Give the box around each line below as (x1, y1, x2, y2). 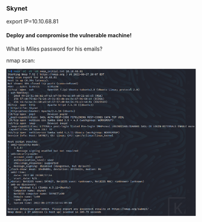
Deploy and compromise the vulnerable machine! (6, 31, 132, 39)
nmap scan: (6, 57, 35, 64)
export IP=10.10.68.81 (6, 18, 59, 25)
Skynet (6, 4, 28, 13)
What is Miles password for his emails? (6, 45, 103, 52)
